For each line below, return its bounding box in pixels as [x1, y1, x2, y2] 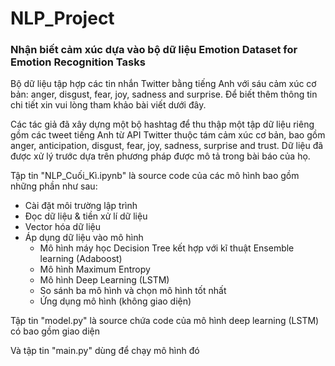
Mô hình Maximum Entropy [39, 263, 151, 276]
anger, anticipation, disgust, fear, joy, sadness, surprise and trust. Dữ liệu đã [10, 140, 324, 152]
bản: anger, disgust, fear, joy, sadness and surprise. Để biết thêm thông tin [10, 88, 318, 101]
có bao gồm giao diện [10, 325, 100, 337]
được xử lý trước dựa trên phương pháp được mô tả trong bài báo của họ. [10, 150, 311, 162]
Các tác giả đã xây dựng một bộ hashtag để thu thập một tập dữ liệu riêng [10, 118, 315, 131]
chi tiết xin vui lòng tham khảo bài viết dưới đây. [10, 99, 207, 111]
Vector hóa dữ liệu [24, 221, 101, 233]
